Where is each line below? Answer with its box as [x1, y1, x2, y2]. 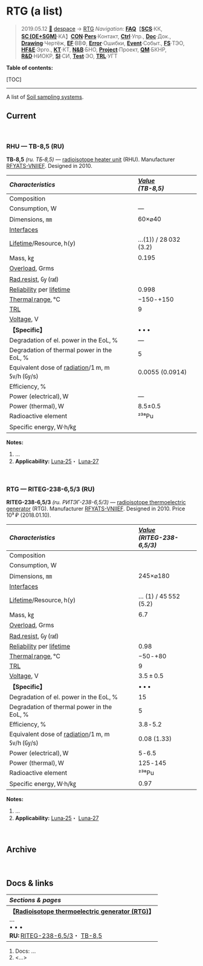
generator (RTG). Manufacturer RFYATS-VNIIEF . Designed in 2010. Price [6, 505, 185, 513]
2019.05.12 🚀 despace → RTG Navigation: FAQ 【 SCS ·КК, [21, 25, 163, 32]
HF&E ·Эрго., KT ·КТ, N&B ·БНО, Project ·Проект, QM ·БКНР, [21, 45, 167, 53]
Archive [6, 844, 37, 854]
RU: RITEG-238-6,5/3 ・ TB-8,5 [9, 931, 103, 940]
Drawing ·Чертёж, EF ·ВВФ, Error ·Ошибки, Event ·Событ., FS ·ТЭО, [21, 39, 185, 47]
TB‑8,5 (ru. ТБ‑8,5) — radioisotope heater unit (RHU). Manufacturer [6, 156, 175, 163]
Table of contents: [6, 64, 53, 71]
